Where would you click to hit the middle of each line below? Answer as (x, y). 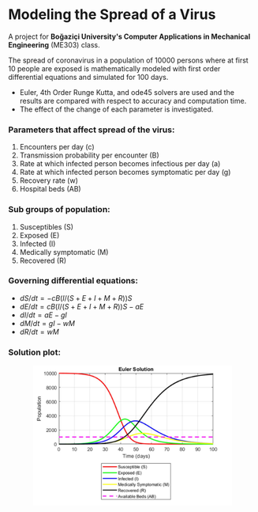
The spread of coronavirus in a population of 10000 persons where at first (128, 60)
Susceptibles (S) (46, 226)
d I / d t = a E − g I (43, 315)
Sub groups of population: (59, 210)
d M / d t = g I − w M (47, 323)
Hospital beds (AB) (50, 189)
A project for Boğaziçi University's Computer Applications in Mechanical (129, 36)
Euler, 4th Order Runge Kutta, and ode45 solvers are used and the (127, 92)
